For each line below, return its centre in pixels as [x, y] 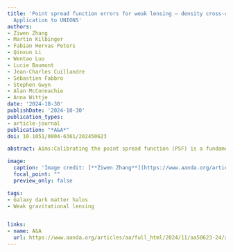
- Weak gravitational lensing [51, 206]
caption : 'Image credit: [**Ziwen [63, 168]
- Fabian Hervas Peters [42, 46]
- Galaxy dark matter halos [48, 200]
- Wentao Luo [26, 59]
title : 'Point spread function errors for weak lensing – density [105, 14]
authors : [20, 26]
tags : [15, 193]
